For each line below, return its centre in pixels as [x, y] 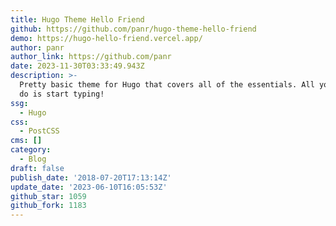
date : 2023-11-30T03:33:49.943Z [77, 66]
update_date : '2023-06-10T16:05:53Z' [89, 187]
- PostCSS [39, 131]
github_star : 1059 [48, 196]
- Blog [33, 159]
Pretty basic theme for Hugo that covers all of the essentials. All [167, 85]
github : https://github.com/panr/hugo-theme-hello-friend [133, 29]
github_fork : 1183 [48, 206]
